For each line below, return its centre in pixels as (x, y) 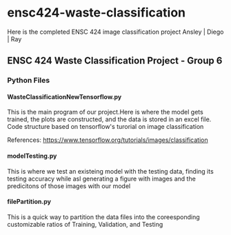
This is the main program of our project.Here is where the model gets (105, 112)
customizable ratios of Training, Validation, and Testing (85, 224)
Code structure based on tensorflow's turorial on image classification (106, 127)
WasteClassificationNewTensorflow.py (64, 96)
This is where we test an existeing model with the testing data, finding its (110, 171)
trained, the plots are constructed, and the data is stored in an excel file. (109, 119)
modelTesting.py (32, 156)
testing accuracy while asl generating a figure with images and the (102, 178)
